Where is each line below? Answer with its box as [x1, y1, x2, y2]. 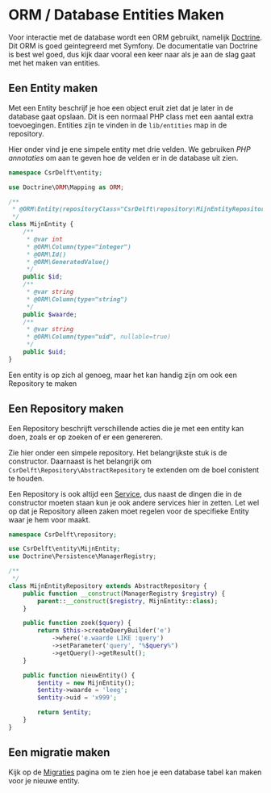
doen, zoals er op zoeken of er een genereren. [8, 432, 163, 442]
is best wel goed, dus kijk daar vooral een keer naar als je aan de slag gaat [8, 49, 256, 59]
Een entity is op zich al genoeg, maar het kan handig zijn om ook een [8, 370, 238, 380]
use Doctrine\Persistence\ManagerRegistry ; [8, 552, 157, 560]
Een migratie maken [8, 745, 110, 760]
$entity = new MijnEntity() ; [37, 678, 135, 687]
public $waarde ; [23, 310, 78, 318]
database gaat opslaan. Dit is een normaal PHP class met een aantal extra [8, 111, 254, 121]
